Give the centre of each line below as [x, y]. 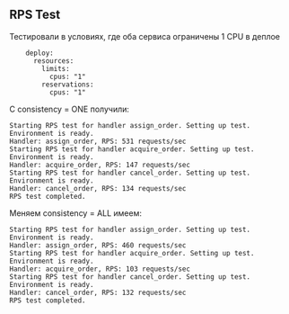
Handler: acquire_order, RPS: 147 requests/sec [100, 165]
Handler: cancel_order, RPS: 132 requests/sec [98, 292]
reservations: [68, 85]
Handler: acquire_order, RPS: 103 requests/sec [100, 269]
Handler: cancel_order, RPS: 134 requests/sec [98, 188]
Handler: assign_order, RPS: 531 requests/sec [98, 141]
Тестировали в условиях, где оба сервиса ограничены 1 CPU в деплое [145, 36]
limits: [56, 68]
